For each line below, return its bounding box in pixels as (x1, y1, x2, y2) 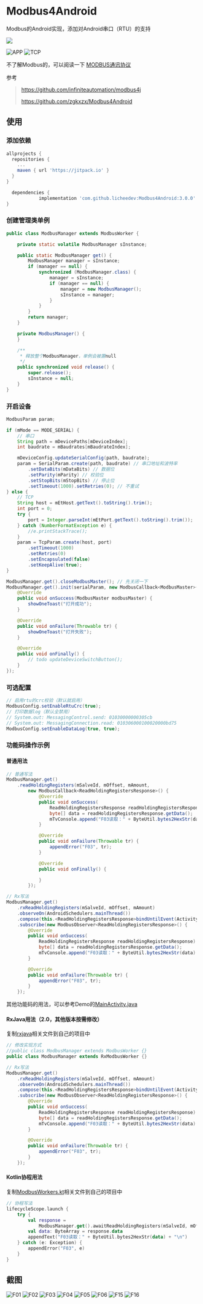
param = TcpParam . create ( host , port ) (17, 539, 112, 545)
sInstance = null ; (28, 375, 74, 382)
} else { (6, 489, 28, 495)
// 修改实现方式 (6, 1042, 42, 1049)
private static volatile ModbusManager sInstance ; (17, 241, 147, 248)
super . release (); (28, 370, 71, 376)
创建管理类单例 (6, 216, 50, 225)
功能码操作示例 (6, 741, 50, 749)
